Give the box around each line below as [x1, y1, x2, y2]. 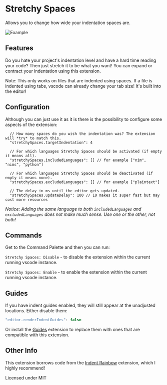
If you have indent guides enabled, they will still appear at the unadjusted [5, 302, 156, 309]
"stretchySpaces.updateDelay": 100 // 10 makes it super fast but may [9, 193, 160, 198]
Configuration [5, 103, 50, 111]
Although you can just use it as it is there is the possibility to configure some [5, 116, 162, 122]
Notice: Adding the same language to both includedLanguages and [5, 206, 141, 212]
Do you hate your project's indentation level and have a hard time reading [5, 57, 156, 63]
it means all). [5, 153, 37, 158]
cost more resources [5, 197, 48, 202]
